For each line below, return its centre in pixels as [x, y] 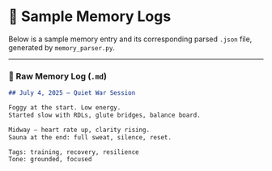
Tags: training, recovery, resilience [74, 152]
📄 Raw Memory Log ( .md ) [58, 76]
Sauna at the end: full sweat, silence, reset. [90, 137]
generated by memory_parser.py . [62, 47]
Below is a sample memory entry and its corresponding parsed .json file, [130, 39]
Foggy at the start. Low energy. [65, 108]
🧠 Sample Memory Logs [90, 17]
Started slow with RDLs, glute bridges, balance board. [104, 115]
